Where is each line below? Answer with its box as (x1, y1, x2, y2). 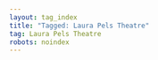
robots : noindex (9, 37, 70, 47)
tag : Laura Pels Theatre (9, 29, 102, 38)
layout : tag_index (9, 12, 78, 22)
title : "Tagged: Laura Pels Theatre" (9, 21, 150, 30)
